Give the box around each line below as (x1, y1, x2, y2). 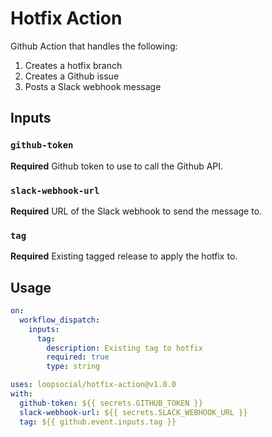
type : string (46, 362, 101, 372)
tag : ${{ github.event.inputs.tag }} (19, 417, 177, 427)
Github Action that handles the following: (10, 40, 178, 52)
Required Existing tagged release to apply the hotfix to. (10, 250, 238, 262)
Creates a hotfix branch (24, 59, 123, 71)
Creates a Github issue (24, 70, 120, 82)
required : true (46, 352, 110, 362)
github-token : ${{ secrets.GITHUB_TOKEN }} (19, 398, 203, 408)
